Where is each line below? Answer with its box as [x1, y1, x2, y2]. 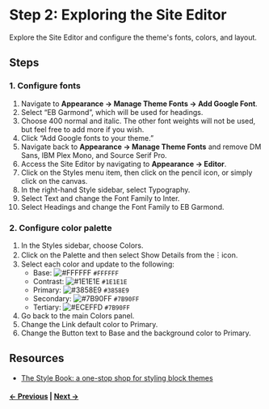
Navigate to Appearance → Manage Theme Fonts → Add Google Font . [20, 99, 258, 109]
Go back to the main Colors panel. [20, 310, 135, 321]
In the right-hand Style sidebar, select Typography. [20, 185, 191, 194]
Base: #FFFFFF [32, 267, 120, 277]
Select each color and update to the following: [20, 259, 174, 269]
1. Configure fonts [9, 80, 82, 92]
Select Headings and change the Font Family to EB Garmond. [20, 202, 225, 211]
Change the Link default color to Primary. [20, 319, 158, 329]
